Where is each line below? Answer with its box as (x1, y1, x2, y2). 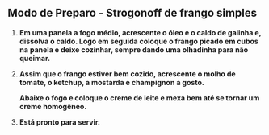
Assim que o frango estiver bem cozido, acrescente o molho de (19, 68, 236, 79)
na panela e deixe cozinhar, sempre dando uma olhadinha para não (19, 44, 249, 55)
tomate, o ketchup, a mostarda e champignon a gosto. (19, 77, 205, 87)
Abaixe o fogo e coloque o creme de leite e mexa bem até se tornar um (19, 92, 260, 103)
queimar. (19, 53, 50, 63)
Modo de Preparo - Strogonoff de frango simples (7, 6, 258, 20)
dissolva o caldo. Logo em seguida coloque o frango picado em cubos (19, 36, 259, 46)
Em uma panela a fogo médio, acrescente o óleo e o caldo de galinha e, (19, 27, 262, 37)
